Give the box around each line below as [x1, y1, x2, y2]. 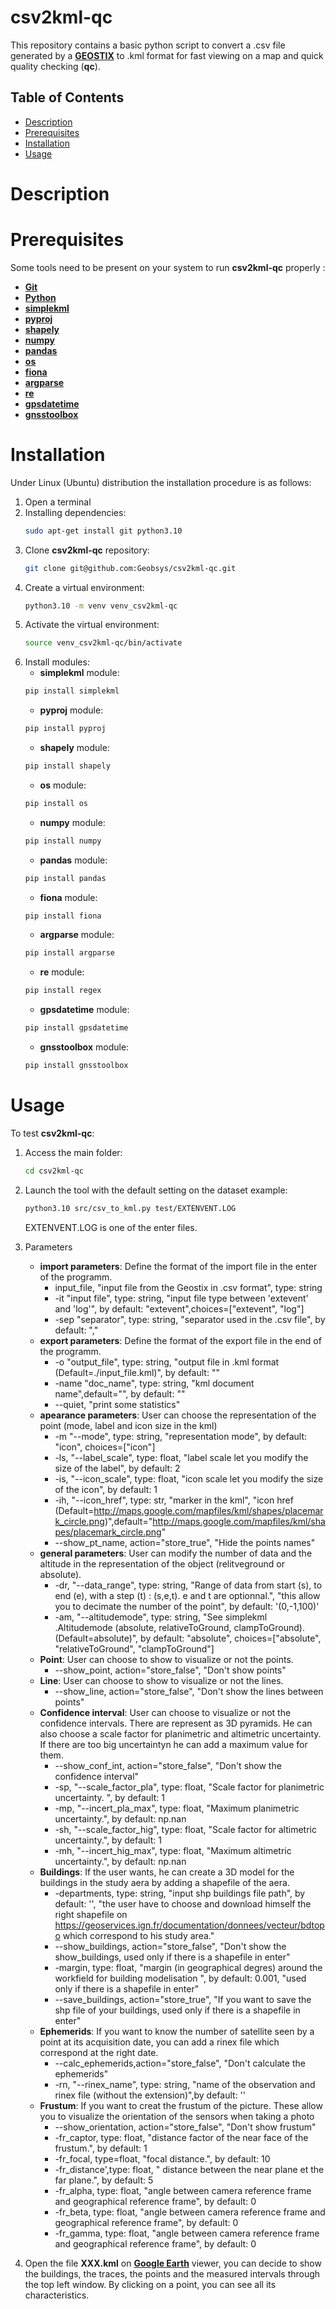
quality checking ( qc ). [10, 60, 101, 72]
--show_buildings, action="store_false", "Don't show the [54, 1940, 287, 1952]
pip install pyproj [24, 724, 107, 734]
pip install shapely [24, 761, 111, 771]
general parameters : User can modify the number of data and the [39, 1547, 313, 1559]
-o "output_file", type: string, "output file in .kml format [54, 1356, 280, 1368]
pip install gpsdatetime [24, 1023, 129, 1033]
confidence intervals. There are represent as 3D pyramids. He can [39, 1717, 313, 1729]
